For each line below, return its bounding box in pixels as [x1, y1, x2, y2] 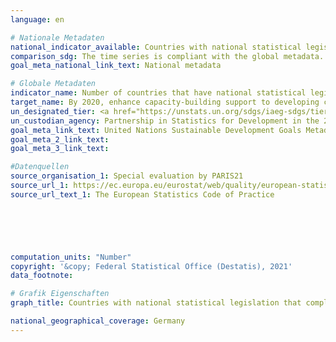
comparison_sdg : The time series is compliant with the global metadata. [10, 51, 325, 61]
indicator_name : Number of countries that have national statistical [10, 88, 307, 98]
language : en [10, 14, 65, 25]
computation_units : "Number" [10, 252, 132, 262]
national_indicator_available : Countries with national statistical [10, 42, 302, 52]
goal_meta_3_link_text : [10, 144, 110, 154]
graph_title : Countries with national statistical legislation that [10, 298, 302, 308]
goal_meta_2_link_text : [10, 134, 110, 145]
